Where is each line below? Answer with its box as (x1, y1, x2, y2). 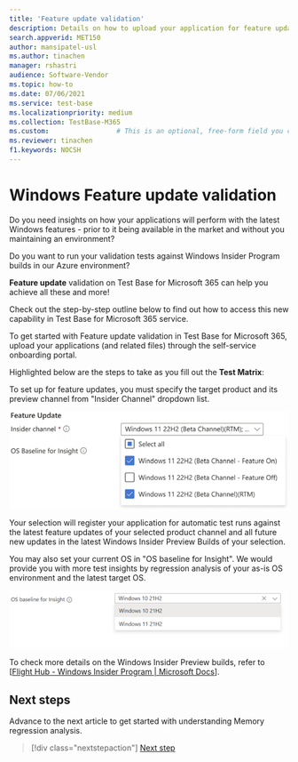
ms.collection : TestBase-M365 (9, 117, 122, 126)
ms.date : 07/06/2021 (9, 89, 86, 98)
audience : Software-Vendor (9, 71, 109, 80)
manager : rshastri (9, 61, 77, 70)
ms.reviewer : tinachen (9, 136, 93, 146)
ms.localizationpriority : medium (9, 108, 133, 117)
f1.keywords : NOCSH (9, 146, 82, 155)
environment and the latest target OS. (9, 573, 146, 583)
